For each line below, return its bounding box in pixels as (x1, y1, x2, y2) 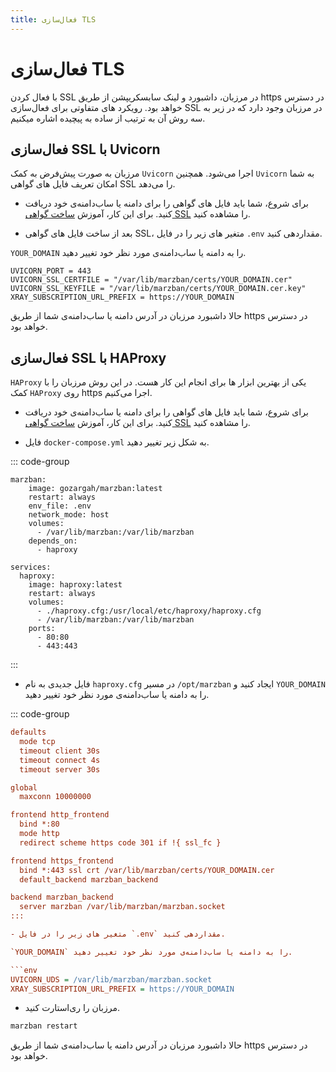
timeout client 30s (19, 746, 101, 756)
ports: (28, 624, 56, 634)
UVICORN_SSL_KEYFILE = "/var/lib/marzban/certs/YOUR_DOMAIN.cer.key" (10, 284, 307, 294)
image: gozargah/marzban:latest (28, 484, 163, 494)
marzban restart (10, 1021, 78, 1031)
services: (10, 562, 52, 573)
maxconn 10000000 (19, 792, 92, 802)
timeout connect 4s (19, 755, 101, 765)
